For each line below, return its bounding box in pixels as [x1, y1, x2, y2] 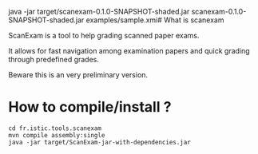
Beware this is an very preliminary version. [8, 70, 149, 79]
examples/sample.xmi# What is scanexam [85, 15, 224, 25]
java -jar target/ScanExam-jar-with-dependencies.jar [8, 138, 192, 146]
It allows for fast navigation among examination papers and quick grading [8, 46, 250, 55]
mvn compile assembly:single [8, 131, 105, 139]
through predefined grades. [8, 55, 100, 64]
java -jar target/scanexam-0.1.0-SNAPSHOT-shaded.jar [8, 7, 190, 16]
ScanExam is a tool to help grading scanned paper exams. [8, 31, 200, 40]
